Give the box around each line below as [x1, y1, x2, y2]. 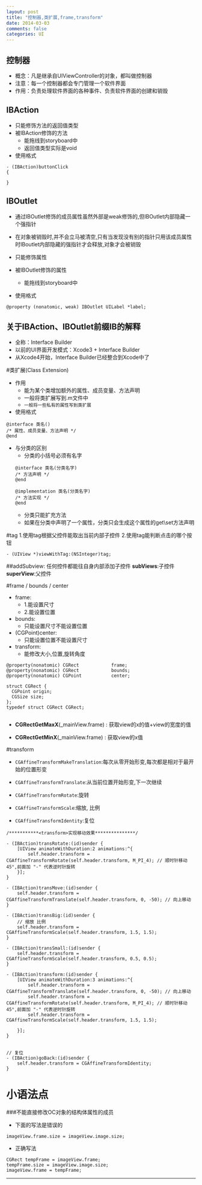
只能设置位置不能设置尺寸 [23, 636, 88, 644]
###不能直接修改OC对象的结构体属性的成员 [6, 1109, 114, 1116]
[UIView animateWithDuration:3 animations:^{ [17, 977, 133, 983]
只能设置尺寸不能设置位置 [23, 623, 88, 630]
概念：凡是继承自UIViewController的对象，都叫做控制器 [14, 72, 152, 79]
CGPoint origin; [11, 689, 52, 695]
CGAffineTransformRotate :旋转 [14, 791, 90, 798]
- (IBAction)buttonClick [6, 164, 69, 170]
